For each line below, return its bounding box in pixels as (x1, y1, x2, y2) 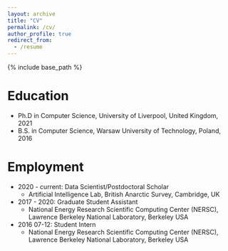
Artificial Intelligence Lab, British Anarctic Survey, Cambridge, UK (28, 190, 220, 198)
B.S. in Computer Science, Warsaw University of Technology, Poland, (17, 126, 221, 135)
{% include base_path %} (7, 63, 83, 71)
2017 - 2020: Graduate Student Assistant (17, 197, 138, 206)
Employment (7, 159, 84, 175)
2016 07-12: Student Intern (17, 220, 96, 228)
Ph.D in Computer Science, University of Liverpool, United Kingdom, (17, 111, 219, 119)
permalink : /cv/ (7, 23, 56, 31)
